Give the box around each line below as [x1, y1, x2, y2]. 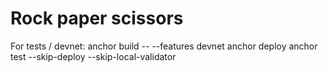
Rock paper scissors [10, 7, 184, 30]
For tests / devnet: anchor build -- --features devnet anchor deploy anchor [10, 40, 318, 52]
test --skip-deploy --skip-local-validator [10, 50, 177, 62]
